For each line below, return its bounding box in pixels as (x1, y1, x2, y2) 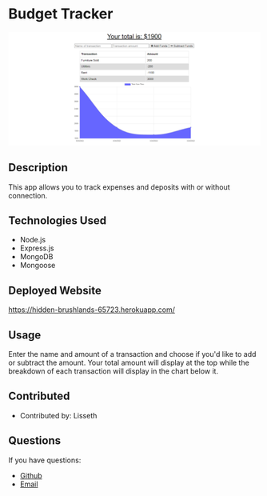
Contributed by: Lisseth (19, 410, 98, 420)
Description (8, 161, 68, 174)
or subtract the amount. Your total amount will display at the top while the (8, 358, 249, 368)
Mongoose (19, 261, 56, 270)
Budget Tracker (8, 5, 114, 23)
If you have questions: (8, 455, 82, 465)
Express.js (19, 243, 54, 253)
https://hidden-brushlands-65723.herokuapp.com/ (8, 305, 176, 314)
